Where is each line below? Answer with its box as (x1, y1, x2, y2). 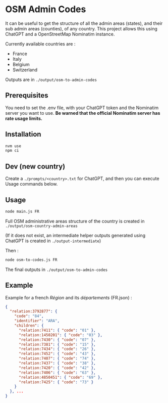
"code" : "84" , (14, 314, 44, 319)
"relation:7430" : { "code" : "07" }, (18, 337, 96, 342)
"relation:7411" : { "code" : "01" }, (18, 328, 96, 333)
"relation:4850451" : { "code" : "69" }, (18, 375, 102, 380)
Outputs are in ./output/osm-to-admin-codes (5, 76, 97, 82)
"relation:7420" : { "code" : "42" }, (18, 365, 96, 370)
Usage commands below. (5, 181, 58, 187)
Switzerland (12, 67, 38, 73)
